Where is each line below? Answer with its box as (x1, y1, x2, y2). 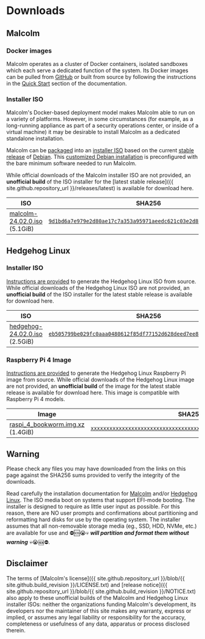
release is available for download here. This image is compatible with (6, 389, 180, 396)
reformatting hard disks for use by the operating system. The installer (6, 515, 181, 523)
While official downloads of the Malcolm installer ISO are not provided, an (6, 172, 191, 179)
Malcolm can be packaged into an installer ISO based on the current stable (6, 147, 194, 154)
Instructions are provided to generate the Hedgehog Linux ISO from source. (6, 278, 196, 285)
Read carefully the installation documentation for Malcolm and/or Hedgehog (6, 490, 198, 497)
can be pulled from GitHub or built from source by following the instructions (6, 73, 196, 80)
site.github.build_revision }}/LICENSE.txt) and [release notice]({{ (6, 581, 168, 588)
